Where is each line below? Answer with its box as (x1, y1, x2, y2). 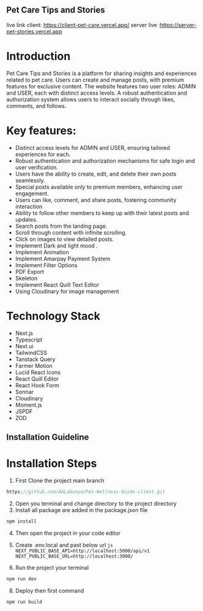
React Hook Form (15, 381, 59, 389)
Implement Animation (15, 248, 69, 255)
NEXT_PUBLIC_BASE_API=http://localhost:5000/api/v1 (15, 548, 150, 554)
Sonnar (15, 388, 34, 395)
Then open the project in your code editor (15, 529, 121, 537)
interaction (15, 203, 43, 210)
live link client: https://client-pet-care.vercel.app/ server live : (6, 21, 160, 28)
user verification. (15, 163, 58, 171)
